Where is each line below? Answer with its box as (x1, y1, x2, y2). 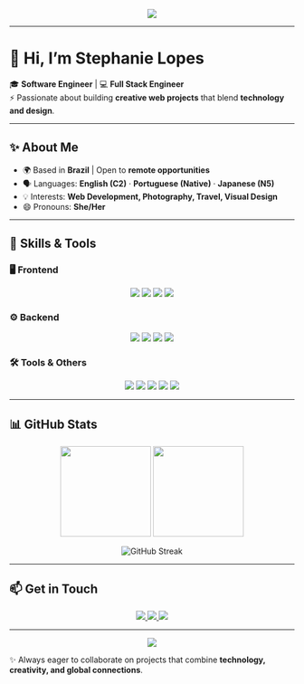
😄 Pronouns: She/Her (22, 201, 106, 212)
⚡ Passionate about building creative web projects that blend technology (9, 91, 285, 103)
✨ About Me (9, 140, 79, 156)
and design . (9, 105, 55, 116)
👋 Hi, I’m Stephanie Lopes (9, 48, 205, 69)
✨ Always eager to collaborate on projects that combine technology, (9, 654, 266, 665)
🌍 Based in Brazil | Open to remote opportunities (22, 164, 210, 176)
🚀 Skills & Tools (9, 236, 97, 252)
